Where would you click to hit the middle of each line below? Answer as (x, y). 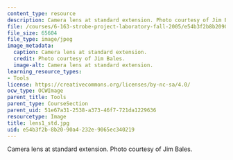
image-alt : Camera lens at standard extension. (84, 65)
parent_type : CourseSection (48, 104)
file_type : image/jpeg (40, 39)
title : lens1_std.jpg (38, 123)
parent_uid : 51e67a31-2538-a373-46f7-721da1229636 (82, 110)
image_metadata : (31, 46)
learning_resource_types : (44, 71)
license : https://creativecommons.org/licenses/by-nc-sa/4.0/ (99, 85)
